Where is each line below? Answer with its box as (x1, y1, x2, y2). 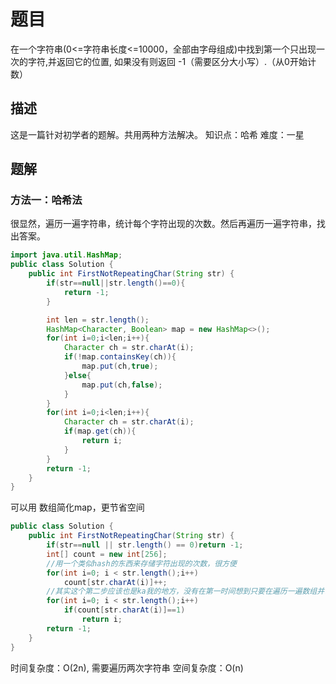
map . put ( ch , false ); (81, 380, 163, 390)
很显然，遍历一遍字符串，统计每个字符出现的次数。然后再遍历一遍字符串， (10, 218, 317, 230)
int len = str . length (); (46, 315, 150, 325)
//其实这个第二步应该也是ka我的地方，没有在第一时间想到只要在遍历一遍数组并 (46, 586, 325, 597)
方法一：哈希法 (10, 193, 83, 207)
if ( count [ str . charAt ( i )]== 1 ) (63, 605, 186, 615)
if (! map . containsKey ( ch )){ (63, 352, 177, 362)
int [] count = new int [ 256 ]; (46, 549, 168, 559)
